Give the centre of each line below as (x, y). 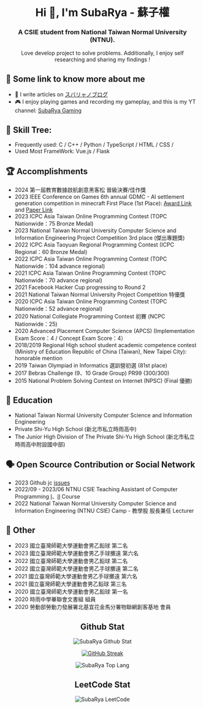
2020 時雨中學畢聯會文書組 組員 (55, 599)
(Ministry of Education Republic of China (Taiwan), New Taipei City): (101, 351)
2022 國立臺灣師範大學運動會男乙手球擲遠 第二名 (77, 569)
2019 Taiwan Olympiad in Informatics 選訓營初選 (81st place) (91, 365)
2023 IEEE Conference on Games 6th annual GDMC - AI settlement (99, 196)
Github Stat (102, 627)
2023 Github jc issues (42, 483)
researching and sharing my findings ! (102, 59)
